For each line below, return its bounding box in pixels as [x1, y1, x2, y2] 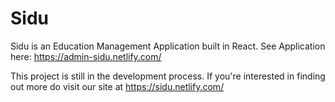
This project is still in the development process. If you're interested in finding [10, 70, 326, 82]
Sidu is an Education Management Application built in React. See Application [10, 40, 326, 52]
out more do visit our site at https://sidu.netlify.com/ [10, 80, 225, 92]
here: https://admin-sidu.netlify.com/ [10, 50, 162, 62]
